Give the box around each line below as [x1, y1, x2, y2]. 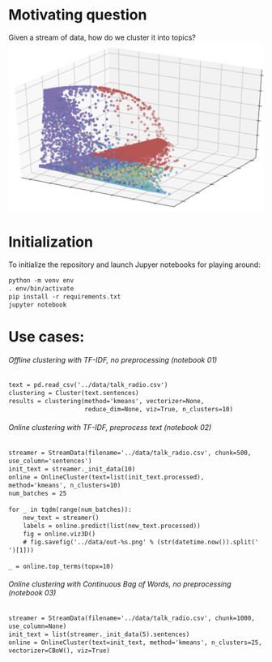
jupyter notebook [8, 301, 67, 309]
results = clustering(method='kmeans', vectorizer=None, [8, 398, 205, 406]
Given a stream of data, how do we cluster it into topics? [8, 32, 196, 42]
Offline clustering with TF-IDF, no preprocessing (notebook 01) [8, 355, 218, 364]
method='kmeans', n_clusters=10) [8, 481, 121, 489]
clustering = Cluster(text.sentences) [8, 389, 139, 398]
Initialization [8, 233, 93, 251]
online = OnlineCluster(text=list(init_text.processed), [8, 473, 205, 481]
